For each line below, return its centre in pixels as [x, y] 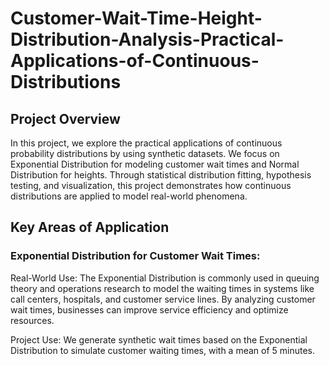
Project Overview [65, 118]
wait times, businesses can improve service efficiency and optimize [149, 309]
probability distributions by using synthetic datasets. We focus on [145, 153]
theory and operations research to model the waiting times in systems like [162, 288]
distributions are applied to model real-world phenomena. [129, 196]
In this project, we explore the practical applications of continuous [146, 143]
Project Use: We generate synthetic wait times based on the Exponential [159, 339]
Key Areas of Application [90, 227]
